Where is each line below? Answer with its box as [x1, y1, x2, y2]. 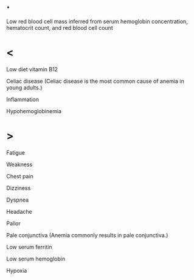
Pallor [6, 220, 21, 227]
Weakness [6, 161, 33, 168]
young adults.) [6, 83, 43, 91]
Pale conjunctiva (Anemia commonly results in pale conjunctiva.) [6, 231, 168, 239]
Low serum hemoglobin [6, 255, 66, 262]
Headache [6, 208, 32, 215]
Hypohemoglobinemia [6, 107, 62, 114]
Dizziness [6, 184, 31, 192]
